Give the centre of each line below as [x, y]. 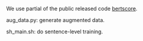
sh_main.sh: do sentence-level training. [55, 31]
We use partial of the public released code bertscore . [72, 9]
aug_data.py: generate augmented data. [55, 20]
